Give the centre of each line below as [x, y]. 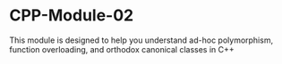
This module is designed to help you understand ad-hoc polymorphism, [141, 40]
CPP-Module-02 [72, 16]
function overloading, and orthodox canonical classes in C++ [122, 49]
